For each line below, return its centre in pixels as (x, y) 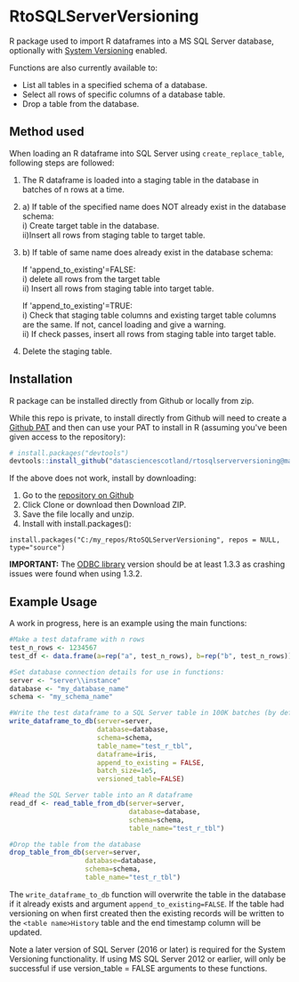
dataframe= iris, (127, 754)
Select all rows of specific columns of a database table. (123, 94)
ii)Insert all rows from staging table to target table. (114, 235)
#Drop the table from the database (75, 844)
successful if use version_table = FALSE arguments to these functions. (138, 968)
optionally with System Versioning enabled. (88, 50)
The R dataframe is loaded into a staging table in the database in (141, 180)
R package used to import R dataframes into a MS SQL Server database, (141, 41)
